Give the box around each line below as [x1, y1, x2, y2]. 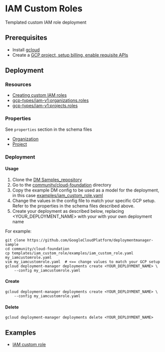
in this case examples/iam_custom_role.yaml [12, 192, 103, 198]
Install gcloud [12, 46, 40, 52]
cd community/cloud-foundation [5, 246, 70, 251]
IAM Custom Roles [5, 3, 82, 14]
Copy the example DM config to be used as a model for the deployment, [12, 187, 160, 193]
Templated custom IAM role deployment [5, 19, 86, 25]
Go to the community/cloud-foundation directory [12, 182, 112, 188]
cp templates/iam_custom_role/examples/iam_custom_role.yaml [5, 250, 134, 256]
